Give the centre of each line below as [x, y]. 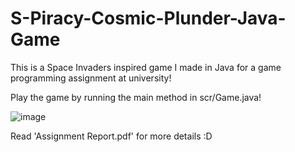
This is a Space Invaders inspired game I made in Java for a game [146, 67]
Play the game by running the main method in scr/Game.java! [136, 97]
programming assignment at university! [91, 78]
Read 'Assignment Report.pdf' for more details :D [111, 136]
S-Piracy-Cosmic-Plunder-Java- [148, 18]
